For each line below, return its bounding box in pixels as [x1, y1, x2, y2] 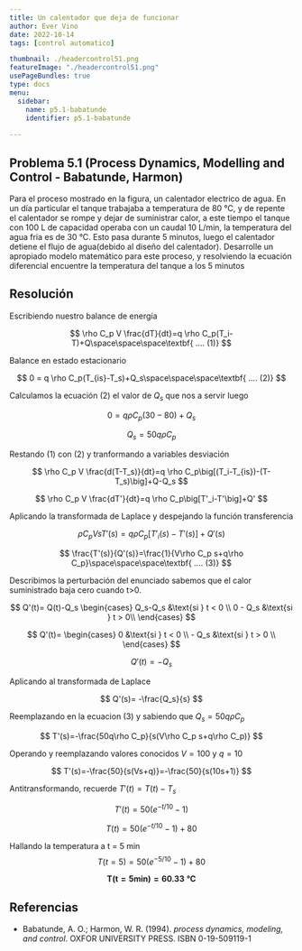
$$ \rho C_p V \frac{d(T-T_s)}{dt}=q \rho [32, 466, 183, 477]
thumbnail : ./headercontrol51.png [9, 55, 140, 64]
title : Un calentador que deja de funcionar [9, 13, 179, 23]
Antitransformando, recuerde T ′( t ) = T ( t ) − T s [9, 782, 177, 796]
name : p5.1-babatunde [25, 105, 106, 114]
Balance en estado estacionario [9, 355, 127, 365]
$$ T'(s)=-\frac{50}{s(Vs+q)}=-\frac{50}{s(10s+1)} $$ [50, 765, 252, 776]
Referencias [9, 900, 79, 915]
